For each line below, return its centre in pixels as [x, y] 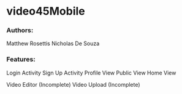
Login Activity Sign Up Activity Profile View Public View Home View [91, 73]
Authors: [20, 31]
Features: [21, 59]
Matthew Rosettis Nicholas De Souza [53, 43]
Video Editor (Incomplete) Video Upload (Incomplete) [73, 84]
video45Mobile [46, 11]
